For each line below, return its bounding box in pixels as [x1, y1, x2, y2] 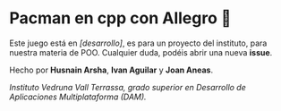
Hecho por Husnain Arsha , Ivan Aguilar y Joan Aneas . [9, 64, 213, 75]
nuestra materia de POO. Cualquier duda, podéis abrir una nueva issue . [9, 47, 273, 57]
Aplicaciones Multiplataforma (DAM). [9, 91, 147, 102]
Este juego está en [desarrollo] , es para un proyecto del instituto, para [9, 38, 268, 48]
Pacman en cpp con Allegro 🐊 [9, 8, 232, 29]
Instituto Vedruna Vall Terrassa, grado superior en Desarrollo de [9, 81, 246, 92]
